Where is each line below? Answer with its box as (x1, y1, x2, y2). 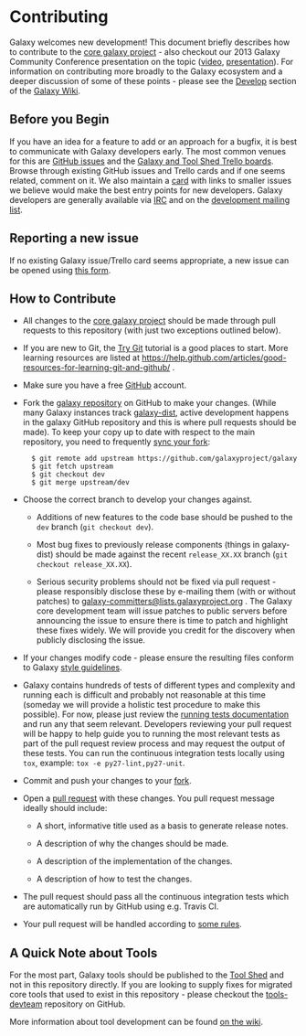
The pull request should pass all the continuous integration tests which (22, 892, 290, 902)
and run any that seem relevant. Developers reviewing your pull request (22, 719, 292, 730)
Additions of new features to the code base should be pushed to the (36, 512, 293, 523)
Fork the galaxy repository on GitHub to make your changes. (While (22, 398, 277, 409)
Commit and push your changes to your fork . (22, 775, 192, 786)
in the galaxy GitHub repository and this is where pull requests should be (22, 417, 297, 428)
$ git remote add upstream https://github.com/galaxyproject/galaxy (31, 454, 298, 464)
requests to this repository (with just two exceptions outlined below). (22, 325, 281, 336)
